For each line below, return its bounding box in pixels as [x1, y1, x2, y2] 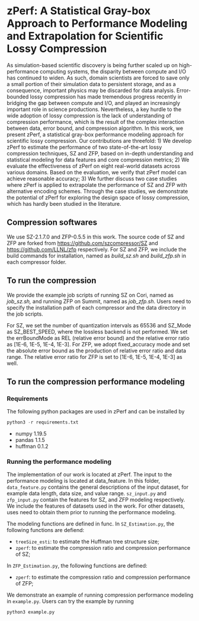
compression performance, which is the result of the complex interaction [7, 118, 185, 125]
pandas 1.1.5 [15, 437, 45, 444]
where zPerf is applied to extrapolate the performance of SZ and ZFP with [7, 181, 187, 188]
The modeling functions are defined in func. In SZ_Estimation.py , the [7, 520, 175, 527]
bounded [7, 93, 29, 100]
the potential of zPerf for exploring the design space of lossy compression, [7, 194, 190, 201]
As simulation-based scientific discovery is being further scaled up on [7, 61, 178, 69]
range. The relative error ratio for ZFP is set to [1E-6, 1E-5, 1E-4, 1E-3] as [7, 353, 182, 360]
